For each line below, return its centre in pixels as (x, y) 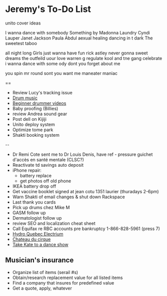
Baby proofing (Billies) (35, 108)
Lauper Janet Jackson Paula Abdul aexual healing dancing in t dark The (79, 38)
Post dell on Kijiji (29, 119)
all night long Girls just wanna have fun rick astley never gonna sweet (77, 53)
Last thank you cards (34, 202)
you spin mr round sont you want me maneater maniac (61, 73)
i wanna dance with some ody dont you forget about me (63, 63)
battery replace (35, 175)
